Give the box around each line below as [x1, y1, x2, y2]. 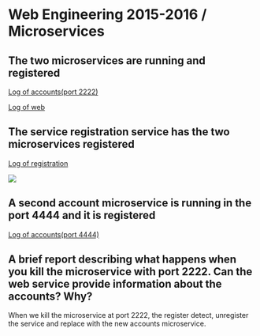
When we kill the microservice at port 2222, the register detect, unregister [8, 311, 249, 320]
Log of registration [8, 158, 69, 168]
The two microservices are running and [8, 54, 206, 67]
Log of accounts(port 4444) [8, 229, 100, 239]
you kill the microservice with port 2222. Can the [8, 265, 253, 278]
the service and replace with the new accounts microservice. [8, 319, 206, 329]
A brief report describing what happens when [8, 253, 237, 266]
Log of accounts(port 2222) [8, 87, 98, 96]
